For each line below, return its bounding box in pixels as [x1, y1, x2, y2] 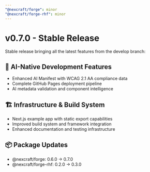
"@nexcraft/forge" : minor [5, 7, 57, 12]
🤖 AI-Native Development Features [5, 63, 112, 71]
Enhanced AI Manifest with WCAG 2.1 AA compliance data [12, 76, 128, 82]
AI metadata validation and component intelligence [12, 86, 114, 92]
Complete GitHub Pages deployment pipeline [12, 81, 102, 86]
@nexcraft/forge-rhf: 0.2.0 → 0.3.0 [12, 161, 82, 167]
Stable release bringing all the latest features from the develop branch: [5, 49, 146, 54]
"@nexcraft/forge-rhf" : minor [5, 12, 66, 17]
